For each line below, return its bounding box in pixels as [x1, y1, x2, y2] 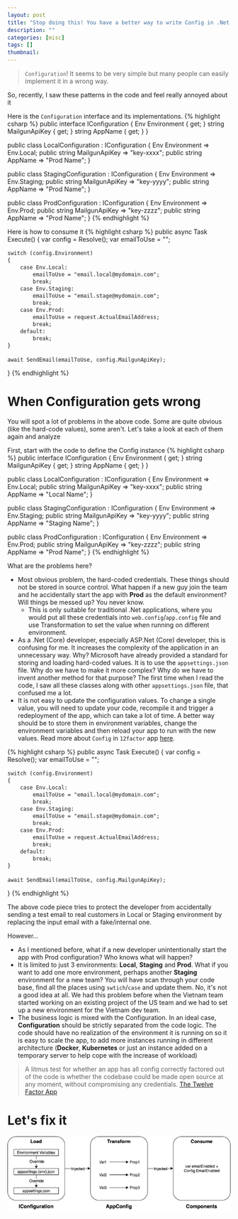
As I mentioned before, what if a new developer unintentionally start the [17, 945, 227, 954]
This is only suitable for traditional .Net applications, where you [28, 605, 212, 614]
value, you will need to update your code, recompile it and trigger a [17, 704, 214, 712]
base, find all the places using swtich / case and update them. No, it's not [17, 983, 227, 992]
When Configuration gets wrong [7, 394, 201, 410]
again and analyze [7, 432, 61, 441]
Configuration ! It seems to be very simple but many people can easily [24, 70, 229, 77]
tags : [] [7, 41, 33, 49]
